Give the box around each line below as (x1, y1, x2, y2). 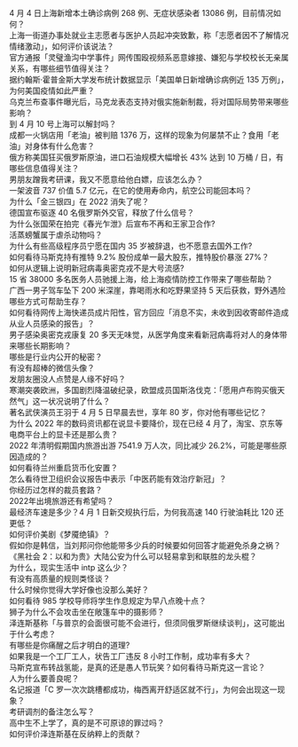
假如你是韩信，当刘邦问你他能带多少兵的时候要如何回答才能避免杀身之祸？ (9, 540, 281, 550)
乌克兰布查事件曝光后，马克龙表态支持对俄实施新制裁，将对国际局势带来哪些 (9, 97, 289, 106)
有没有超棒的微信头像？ (9, 363, 95, 373)
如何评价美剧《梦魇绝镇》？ (9, 529, 111, 539)
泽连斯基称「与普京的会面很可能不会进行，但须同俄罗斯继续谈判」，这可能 (9, 617, 278, 628)
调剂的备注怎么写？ (24, 706, 95, 717)
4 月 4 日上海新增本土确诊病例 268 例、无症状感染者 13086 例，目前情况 (9, 8, 274, 18)
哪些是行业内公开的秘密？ (9, 351, 103, 362)
